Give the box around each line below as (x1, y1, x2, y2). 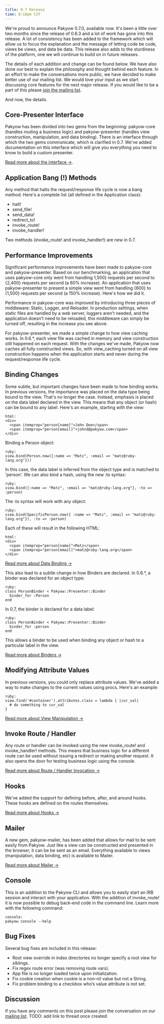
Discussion (5, 995, 40, 1003)
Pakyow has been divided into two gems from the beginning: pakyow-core (5, 124, 156, 130)
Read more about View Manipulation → (5, 715, 84, 721)
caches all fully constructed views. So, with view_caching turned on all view (5, 346, 158, 352)
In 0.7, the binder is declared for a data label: (5, 606, 95, 612)
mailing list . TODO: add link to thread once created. (5, 1013, 109, 1019)
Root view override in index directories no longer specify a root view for (12, 955, 157, 961)
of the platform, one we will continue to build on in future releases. (5, 51, 139, 57)
